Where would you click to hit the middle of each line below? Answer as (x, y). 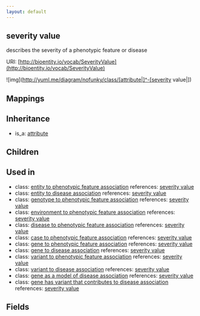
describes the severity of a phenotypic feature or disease (77, 50)
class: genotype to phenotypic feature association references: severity (102, 199)
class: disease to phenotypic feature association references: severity (100, 225)
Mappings (25, 98)
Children (22, 152)
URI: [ (13, 62)
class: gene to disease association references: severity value (90, 250)
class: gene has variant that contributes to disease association (92, 282)
